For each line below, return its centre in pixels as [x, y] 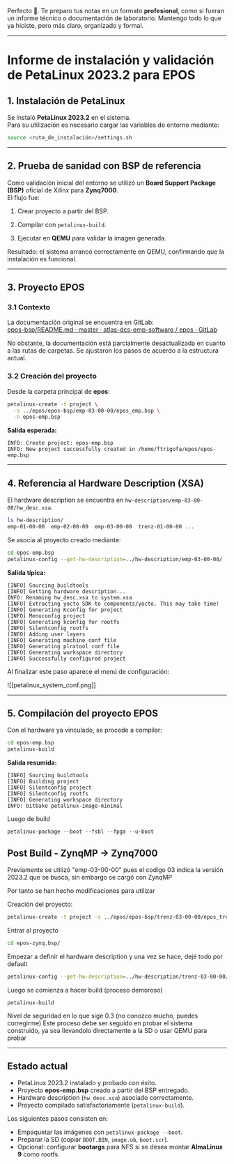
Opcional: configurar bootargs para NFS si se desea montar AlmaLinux [120, 1147]
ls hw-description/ [36, 520]
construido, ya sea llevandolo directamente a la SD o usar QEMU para [107, 1030]
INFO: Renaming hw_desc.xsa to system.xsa [70, 597]
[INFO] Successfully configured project [67, 659]
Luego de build [29, 819]
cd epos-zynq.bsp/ [34, 943]
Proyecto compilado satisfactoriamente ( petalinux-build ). [101, 1105]
